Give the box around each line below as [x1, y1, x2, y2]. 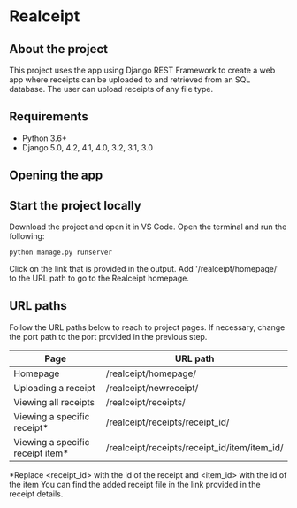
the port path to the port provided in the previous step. [9, 331, 208, 342]
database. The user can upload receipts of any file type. [9, 84, 214, 94]
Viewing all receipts [13, 396, 95, 408]
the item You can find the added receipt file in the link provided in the [9, 479, 261, 489]
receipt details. [9, 489, 64, 499]
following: [9, 231, 45, 242]
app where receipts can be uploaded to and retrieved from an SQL [9, 74, 251, 85]
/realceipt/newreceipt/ [105, 381, 199, 394]
